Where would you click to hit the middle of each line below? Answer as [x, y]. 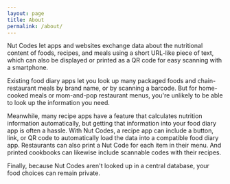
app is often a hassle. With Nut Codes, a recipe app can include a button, [111, 130]
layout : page [26, 13]
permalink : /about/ [35, 26]
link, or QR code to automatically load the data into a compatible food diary [113, 138]
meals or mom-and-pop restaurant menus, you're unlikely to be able [126, 95]
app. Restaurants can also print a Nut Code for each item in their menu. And [114, 146]
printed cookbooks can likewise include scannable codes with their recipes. [114, 152]
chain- [207, 81]
